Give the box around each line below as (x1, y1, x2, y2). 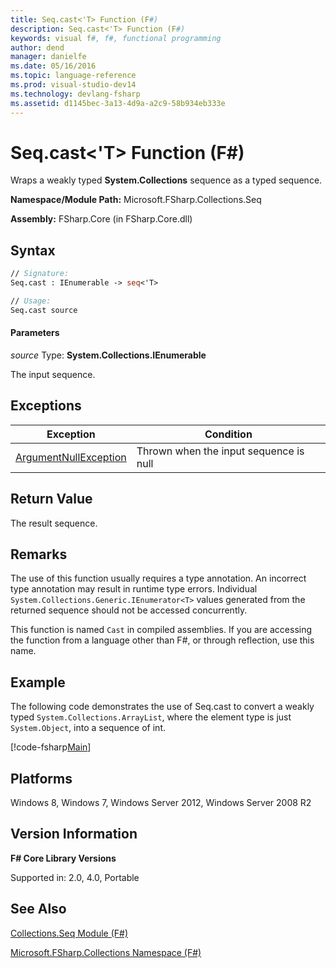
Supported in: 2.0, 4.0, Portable (10, 871, 140, 883)
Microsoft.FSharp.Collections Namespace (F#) (10, 946, 202, 958)
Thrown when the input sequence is (136, 444, 305, 458)
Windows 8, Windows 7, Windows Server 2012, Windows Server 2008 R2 (10, 797, 312, 809)
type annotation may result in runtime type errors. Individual (10, 583, 258, 595)
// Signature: (10, 269, 70, 279)
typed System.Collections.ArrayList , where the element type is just (10, 711, 292, 723)
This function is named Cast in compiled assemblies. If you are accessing (10, 624, 313, 636)
